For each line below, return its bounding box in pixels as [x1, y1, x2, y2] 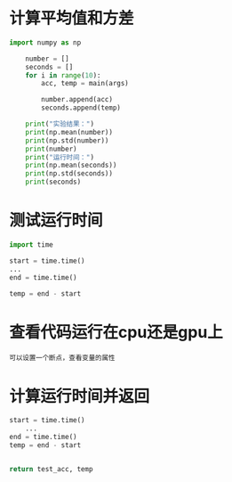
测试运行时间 [9, 210, 104, 231]
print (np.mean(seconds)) [25, 161, 117, 170]
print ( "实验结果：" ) [25, 119, 95, 129]
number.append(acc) [41, 95, 114, 104]
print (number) [25, 144, 77, 153]
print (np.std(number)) [25, 135, 109, 145]
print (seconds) [25, 177, 82, 187]
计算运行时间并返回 [9, 386, 150, 406]
